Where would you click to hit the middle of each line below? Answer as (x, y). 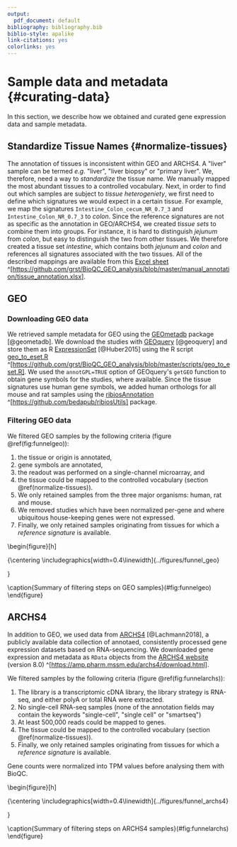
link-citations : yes (38, 40)
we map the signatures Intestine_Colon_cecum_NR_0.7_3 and (96, 208)
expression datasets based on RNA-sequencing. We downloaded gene (110, 649)
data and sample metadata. (47, 124)
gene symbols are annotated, (60, 464)
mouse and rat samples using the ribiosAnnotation (81, 395)
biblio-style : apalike (41, 34)
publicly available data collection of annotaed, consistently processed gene (117, 641)
